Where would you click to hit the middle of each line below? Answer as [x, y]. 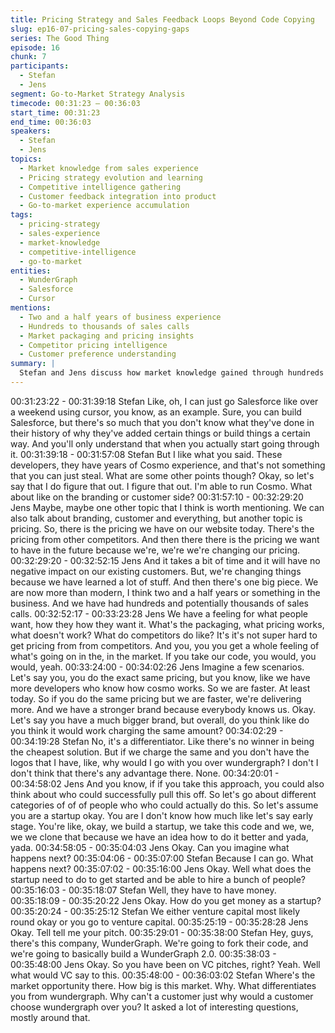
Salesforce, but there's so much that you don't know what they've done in [162, 422]
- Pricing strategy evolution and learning [111, 177]
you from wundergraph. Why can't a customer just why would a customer [162, 996]
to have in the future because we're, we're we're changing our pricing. [155, 550]
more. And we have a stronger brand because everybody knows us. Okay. [163, 709]
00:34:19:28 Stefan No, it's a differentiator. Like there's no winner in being [162, 741]
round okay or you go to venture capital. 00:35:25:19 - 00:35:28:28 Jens [159, 922]
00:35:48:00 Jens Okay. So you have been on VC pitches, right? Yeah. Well [165, 964]
